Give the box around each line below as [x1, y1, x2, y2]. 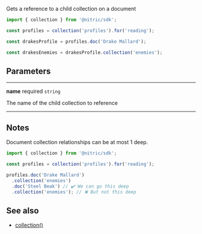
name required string [6, 87, 61, 95]
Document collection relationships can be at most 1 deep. [6, 139, 148, 146]
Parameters [6, 66, 51, 76]
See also [6, 205, 39, 216]
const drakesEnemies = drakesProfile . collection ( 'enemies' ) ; [6, 49, 163, 55]
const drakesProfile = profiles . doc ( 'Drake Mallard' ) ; [6, 39, 147, 45]
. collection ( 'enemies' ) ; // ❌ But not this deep [11, 189, 136, 195]
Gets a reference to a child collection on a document [6, 5, 136, 12]
